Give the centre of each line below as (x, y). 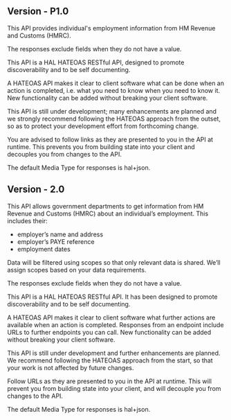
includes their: (28, 220)
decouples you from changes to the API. (65, 154)
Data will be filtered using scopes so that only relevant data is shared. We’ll (114, 262)
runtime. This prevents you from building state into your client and (101, 147)
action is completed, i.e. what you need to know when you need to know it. (114, 90)
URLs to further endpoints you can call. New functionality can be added (109, 332)
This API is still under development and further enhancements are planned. (114, 353)
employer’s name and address (60, 234)
